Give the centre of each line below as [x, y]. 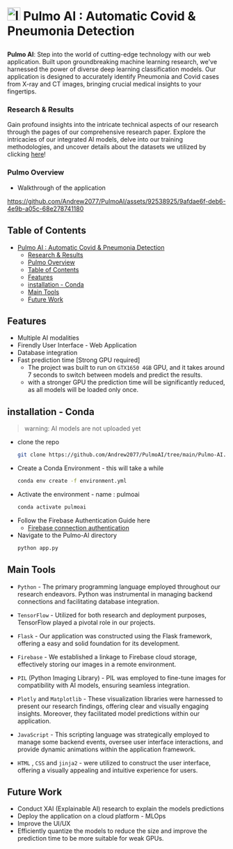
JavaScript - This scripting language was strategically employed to [113, 734]
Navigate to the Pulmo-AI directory [67, 535]
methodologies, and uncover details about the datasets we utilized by [107, 147]
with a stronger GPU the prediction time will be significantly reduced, [126, 382]
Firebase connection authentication [79, 527]
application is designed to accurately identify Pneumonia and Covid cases [113, 77]
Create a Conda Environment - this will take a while [90, 468]
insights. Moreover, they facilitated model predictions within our [109, 713]
